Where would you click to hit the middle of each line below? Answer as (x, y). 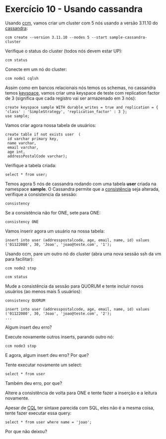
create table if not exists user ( (43, 134)
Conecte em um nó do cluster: (36, 69)
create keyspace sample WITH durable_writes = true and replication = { (82, 107)
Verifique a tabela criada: (31, 165)
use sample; (17, 116)
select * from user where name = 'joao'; (49, 422)
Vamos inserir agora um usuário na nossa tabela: (55, 231)
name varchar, (22, 143)
